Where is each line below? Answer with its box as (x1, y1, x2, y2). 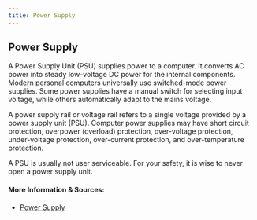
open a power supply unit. (8, 167, 93, 177)
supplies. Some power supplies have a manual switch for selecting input (8, 86, 243, 96)
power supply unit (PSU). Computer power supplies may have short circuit (8, 119, 250, 128)
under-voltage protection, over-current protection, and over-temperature (8, 135, 244, 145)
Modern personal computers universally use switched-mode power (8, 78, 227, 87)
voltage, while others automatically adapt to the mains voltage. (8, 95, 212, 104)
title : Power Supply (8, 11, 76, 20)
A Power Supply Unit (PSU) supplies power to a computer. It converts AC (8, 61, 244, 71)
